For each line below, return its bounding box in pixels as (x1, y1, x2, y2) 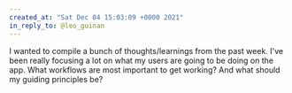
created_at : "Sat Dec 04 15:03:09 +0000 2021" (9, 12, 184, 22)
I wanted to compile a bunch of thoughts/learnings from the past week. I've (9, 45, 284, 56)
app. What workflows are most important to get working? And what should (9, 64, 280, 75)
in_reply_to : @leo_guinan (9, 21, 104, 30)
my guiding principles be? (9, 74, 104, 84)
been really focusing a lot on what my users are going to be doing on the (9, 55, 274, 66)
